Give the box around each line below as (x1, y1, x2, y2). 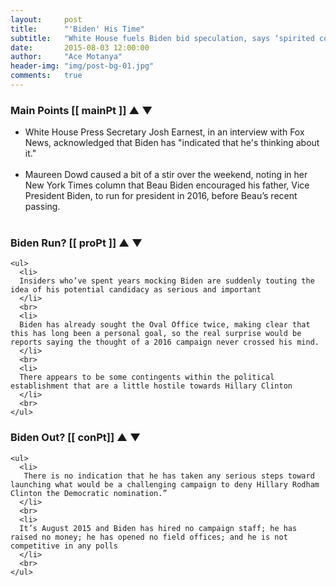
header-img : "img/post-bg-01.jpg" (10, 61, 155, 71)
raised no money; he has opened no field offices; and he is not (10, 532, 288, 542)
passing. (24, 201, 61, 213)
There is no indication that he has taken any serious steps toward (23, 471, 315, 481)
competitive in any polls (10, 541, 118, 551)
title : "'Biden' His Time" (10, 24, 145, 34)
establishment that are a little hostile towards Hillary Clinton (10, 381, 293, 391)
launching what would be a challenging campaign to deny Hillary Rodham (10, 479, 320, 490)
